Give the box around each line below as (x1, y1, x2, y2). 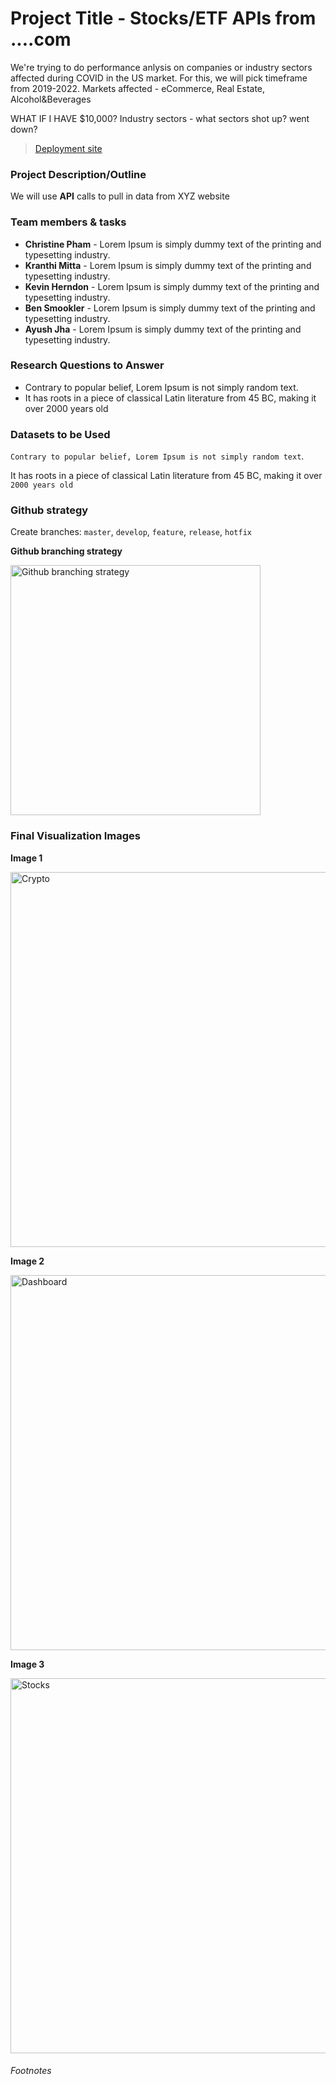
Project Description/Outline (10, 167, 147, 181)
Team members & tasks (10, 215, 127, 229)
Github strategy (10, 503, 89, 517)
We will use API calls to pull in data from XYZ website (10, 190, 230, 202)
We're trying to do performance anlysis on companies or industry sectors (10, 61, 313, 73)
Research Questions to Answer (10, 358, 165, 372)
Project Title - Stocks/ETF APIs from (10, 7, 317, 30)
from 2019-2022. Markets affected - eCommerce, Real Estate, (10, 82, 266, 94)
